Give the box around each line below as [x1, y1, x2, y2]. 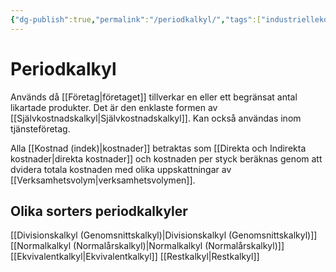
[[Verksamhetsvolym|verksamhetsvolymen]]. [10, 174, 196, 186]
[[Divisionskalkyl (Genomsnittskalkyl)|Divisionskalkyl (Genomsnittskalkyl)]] [10, 229, 318, 241]
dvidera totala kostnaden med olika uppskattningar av [10, 163, 232, 175]
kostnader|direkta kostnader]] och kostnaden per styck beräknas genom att [10, 152, 323, 165]
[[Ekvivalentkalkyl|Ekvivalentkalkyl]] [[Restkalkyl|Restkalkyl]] [10, 251, 260, 263]
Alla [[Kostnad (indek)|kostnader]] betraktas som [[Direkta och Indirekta [10, 142, 307, 154]
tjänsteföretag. [10, 122, 71, 135]
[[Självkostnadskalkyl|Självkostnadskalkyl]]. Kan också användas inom [10, 112, 302, 124]
